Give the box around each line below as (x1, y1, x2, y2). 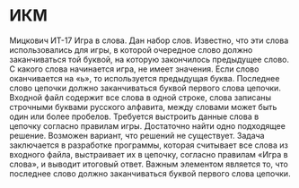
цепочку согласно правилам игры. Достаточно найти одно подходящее (9, 120, 286, 131)
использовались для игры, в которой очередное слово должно (9, 44, 253, 55)
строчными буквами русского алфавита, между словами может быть (9, 101, 277, 112)
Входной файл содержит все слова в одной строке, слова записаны (9, 91, 272, 103)
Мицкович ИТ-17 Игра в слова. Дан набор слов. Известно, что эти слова (9, 35, 289, 46)
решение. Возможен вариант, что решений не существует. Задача (9, 130, 265, 141)
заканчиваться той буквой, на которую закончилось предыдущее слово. (9, 54, 290, 64)
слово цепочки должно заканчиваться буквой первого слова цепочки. (9, 82, 281, 93)
